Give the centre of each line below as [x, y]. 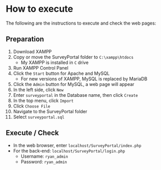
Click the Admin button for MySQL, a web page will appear [74, 84]
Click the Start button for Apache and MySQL [61, 73]
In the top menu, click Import [43, 100]
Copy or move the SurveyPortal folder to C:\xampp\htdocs [73, 57]
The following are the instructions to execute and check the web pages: [81, 23]
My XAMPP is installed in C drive [55, 62]
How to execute [39, 9]
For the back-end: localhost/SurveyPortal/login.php [69, 151]
